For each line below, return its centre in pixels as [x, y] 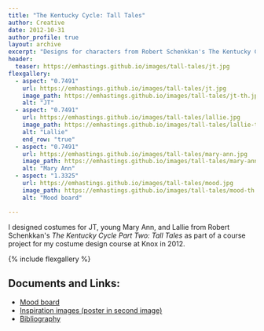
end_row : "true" [49, 139]
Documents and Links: [64, 283]
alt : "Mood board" [52, 198]
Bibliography [40, 319]
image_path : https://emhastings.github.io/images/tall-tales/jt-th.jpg [142, 96]
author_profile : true [44, 37]
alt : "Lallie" [45, 132]
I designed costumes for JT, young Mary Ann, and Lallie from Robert [119, 227]
